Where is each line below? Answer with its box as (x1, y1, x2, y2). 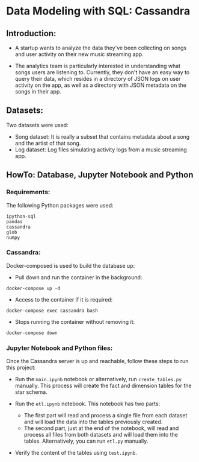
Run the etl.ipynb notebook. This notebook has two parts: (14, 400, 161, 408)
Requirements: (6, 188, 51, 197)
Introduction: (6, 28, 57, 39)
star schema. (14, 388, 47, 396)
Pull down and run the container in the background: (14, 273, 142, 281)
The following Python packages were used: (6, 201, 114, 209)
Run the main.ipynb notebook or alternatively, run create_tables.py (14, 376, 182, 383)
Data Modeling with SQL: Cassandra (6, 4, 191, 18)
